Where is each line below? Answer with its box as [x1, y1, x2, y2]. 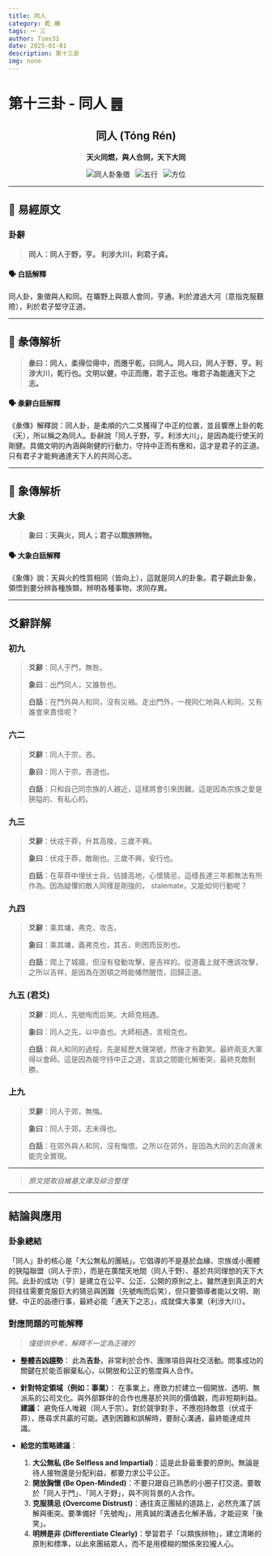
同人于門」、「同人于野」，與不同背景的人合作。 [46, 1488, 200, 1498]
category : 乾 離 [8, 19, 61, 28]
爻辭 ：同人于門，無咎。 [28, 663, 107, 672]
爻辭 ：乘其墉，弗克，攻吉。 [28, 923, 121, 932]
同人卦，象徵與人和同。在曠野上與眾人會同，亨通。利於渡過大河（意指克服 [8, 291, 257, 301]
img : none [8, 58, 42, 66]
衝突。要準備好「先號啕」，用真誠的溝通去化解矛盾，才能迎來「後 [46, 1508, 263, 1518]
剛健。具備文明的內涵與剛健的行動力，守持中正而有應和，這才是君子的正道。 [8, 441, 264, 450]
